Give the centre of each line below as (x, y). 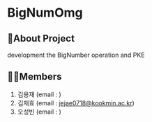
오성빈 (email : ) (39, 112)
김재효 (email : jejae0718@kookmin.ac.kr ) (76, 103)
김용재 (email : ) (39, 94)
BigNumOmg (45, 13)
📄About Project (41, 38)
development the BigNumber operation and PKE (76, 55)
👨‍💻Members (35, 77)
